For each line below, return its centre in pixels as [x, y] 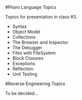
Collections [24, 37]
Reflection [23, 69]
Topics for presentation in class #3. [41, 17]
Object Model [26, 32]
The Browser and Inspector [40, 42]
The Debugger [27, 48]
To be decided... [22, 93]
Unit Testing [25, 74]
